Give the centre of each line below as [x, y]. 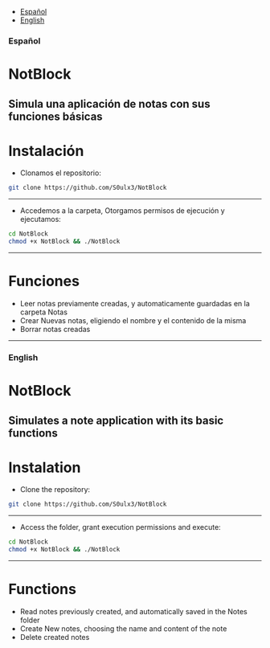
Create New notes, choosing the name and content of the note [123, 629]
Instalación [46, 151]
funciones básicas [55, 116]
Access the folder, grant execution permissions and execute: [120, 527]
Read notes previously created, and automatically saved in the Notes [133, 611]
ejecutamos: [41, 219]
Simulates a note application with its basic [116, 420]
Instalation [45, 468]
